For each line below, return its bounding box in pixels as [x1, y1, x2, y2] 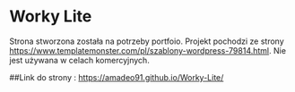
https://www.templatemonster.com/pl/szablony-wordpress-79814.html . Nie [9, 45, 287, 55]
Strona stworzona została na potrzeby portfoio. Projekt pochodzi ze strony [9, 36, 284, 46]
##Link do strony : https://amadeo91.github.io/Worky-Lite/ [9, 71, 224, 82]
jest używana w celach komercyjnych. [9, 54, 150, 65]
